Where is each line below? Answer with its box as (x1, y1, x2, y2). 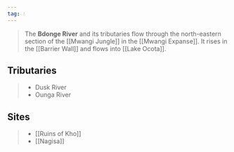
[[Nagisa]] (34, 137, 65, 146)
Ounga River (34, 90, 72, 99)
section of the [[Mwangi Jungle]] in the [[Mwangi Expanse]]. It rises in (24, 36, 228, 46)
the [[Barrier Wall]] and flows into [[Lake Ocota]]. (24, 44, 167, 53)
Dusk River (34, 83, 67, 92)
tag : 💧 (7, 10, 26, 18)
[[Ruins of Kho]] (34, 130, 82, 138)
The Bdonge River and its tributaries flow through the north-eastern (24, 29, 221, 38)
